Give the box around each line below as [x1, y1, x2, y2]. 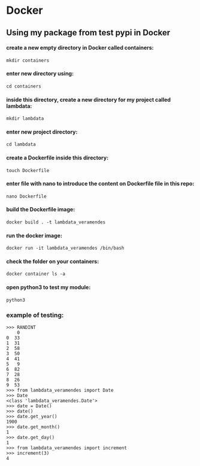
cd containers [6, 83, 42, 89]
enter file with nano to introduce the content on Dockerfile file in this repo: [6, 180, 195, 187]
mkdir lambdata [6, 116, 44, 122]
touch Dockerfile [6, 167, 50, 174]
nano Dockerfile [6, 193, 47, 199]
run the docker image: [6, 232, 63, 239]
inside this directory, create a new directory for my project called [6, 96, 171, 103]
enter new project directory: [6, 128, 78, 135]
